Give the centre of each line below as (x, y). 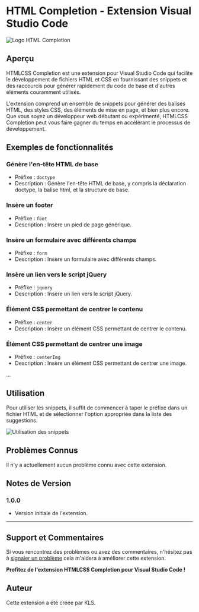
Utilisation (25, 393)
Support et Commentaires (55, 537)
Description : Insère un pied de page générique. (73, 225)
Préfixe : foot (31, 218)
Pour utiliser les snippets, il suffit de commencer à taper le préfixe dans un (97, 408)
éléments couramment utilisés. (44, 92)
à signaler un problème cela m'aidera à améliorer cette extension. (86, 558)
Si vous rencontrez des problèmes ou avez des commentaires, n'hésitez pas (99, 552)
